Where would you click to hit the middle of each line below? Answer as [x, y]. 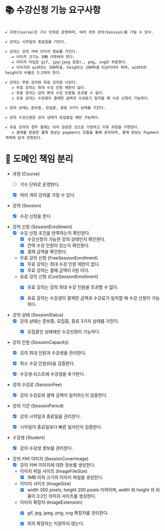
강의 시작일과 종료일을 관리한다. [50, 416]
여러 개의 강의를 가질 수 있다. [47, 195]
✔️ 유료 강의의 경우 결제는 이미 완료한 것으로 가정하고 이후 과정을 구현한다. [73, 127]
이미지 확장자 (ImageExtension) [51, 502]
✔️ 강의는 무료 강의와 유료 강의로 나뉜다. [41, 82]
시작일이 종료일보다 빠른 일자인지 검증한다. [61, 427]
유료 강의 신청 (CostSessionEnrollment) [59, 276]
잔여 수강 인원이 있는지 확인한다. [58, 246]
